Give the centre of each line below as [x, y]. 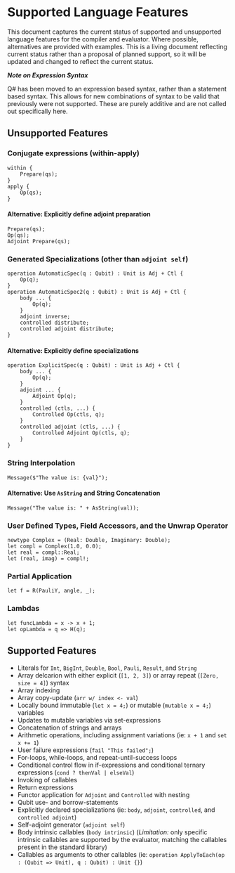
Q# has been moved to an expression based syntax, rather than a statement [117, 89]
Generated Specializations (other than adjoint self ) [98, 259]
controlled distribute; [55, 323]
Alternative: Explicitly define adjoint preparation [79, 214]
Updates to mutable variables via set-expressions [89, 720]
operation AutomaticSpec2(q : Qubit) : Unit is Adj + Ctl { [97, 292]
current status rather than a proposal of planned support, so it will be [107, 54]
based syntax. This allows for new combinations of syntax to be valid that [113, 96]
